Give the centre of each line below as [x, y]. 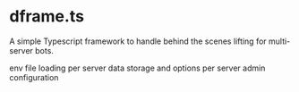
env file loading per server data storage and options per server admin [137, 68]
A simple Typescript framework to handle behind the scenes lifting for [138, 41]
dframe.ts [47, 17]
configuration [34, 77]
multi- [279, 41]
